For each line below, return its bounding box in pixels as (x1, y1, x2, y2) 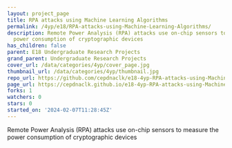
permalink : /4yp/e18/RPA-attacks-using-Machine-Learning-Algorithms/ (7, 23, 212, 30)
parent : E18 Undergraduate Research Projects (7, 49, 140, 56)
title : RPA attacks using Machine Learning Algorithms (7, 17, 168, 24)
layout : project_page (7, 10, 70, 17)
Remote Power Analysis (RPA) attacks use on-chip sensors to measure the (7, 125, 219, 133)
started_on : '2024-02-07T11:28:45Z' (7, 107, 113, 113)
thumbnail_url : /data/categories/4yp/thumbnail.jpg (7, 68, 159, 75)
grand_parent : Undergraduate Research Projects (7, 55, 147, 62)
